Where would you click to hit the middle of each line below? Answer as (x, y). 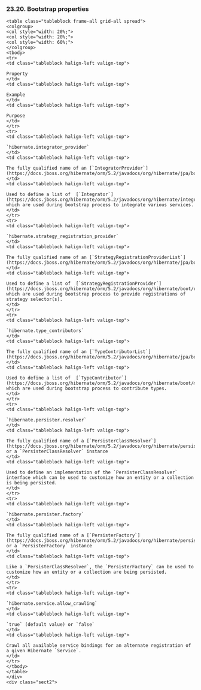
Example (16, 95)
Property (17, 74)
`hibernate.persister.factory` (45, 514)
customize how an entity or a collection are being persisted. (87, 572)
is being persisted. (32, 483)
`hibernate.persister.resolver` (46, 420)
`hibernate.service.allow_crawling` (52, 604)
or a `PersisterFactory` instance (49, 546)
